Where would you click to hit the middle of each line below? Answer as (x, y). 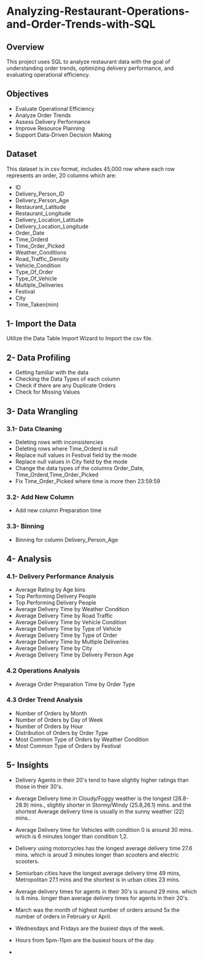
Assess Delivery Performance (53, 121)
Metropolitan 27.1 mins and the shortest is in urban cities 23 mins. (98, 879)
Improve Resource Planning (50, 128)
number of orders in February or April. (63, 916)
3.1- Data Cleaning (34, 429)
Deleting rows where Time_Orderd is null (67, 448)
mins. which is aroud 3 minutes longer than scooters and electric (97, 855)
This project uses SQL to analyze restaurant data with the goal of (88, 62)
